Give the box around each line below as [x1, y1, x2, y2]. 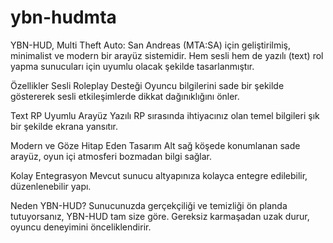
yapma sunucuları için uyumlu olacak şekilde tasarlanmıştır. [10, 60, 255, 72]
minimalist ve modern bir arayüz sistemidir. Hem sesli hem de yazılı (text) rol [10, 49, 324, 61]
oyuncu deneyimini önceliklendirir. [10, 221, 152, 233]
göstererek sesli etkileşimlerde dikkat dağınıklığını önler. [10, 90, 240, 102]
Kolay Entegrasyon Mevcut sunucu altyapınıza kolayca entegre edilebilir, [10, 169, 308, 181]
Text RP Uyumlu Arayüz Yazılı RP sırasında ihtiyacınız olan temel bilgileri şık [10, 109, 320, 121]
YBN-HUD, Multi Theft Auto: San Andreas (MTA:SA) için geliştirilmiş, [10, 39, 292, 51]
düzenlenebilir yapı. [10, 180, 92, 192]
